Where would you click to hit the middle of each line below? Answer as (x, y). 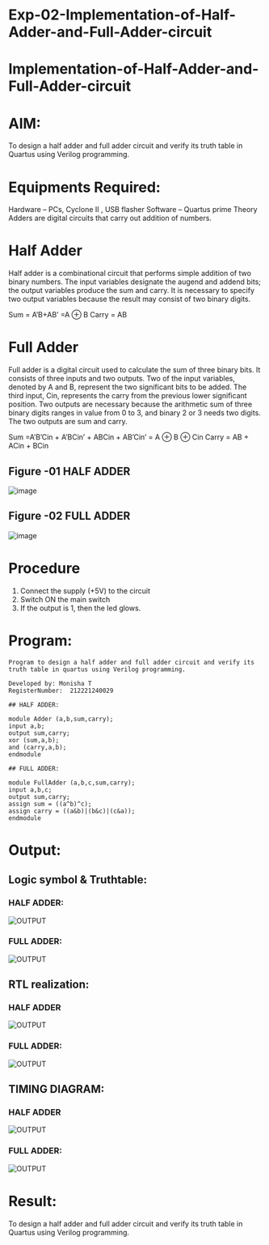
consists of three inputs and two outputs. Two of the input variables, (122, 379)
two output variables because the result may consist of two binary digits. (130, 299)
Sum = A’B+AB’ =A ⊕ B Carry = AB (68, 315)
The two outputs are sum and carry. (68, 422)
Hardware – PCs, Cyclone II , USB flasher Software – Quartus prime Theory (133, 210)
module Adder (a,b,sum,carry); (61, 719)
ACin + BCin (29, 446)
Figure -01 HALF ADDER (69, 471)
